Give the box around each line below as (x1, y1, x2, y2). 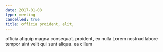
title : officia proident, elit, (5, 21, 74, 27)
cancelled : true (5, 17, 40, 22)
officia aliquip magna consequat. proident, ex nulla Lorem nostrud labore (5, 36, 158, 42)
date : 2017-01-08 (5, 7, 42, 13)
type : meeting (5, 12, 36, 17)
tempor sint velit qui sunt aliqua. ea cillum (5, 41, 93, 47)
